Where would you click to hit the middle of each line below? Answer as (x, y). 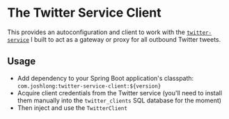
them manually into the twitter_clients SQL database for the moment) (119, 100)
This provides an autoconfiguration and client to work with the (96, 32)
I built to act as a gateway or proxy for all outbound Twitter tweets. (126, 39)
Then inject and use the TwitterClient (72, 108)
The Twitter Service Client (84, 13)
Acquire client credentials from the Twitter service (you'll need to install (120, 93)
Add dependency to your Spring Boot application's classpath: (105, 78)
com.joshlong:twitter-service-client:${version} (89, 86)
